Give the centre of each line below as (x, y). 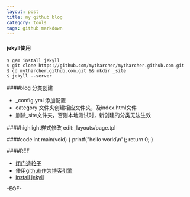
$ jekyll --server (29, 76)
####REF (18, 151)
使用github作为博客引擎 (44, 171)
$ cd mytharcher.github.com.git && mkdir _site (67, 71)
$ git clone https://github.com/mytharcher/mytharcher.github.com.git (96, 66)
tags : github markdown (35, 28)
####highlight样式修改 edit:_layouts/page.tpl (61, 128)
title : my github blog (35, 17)
